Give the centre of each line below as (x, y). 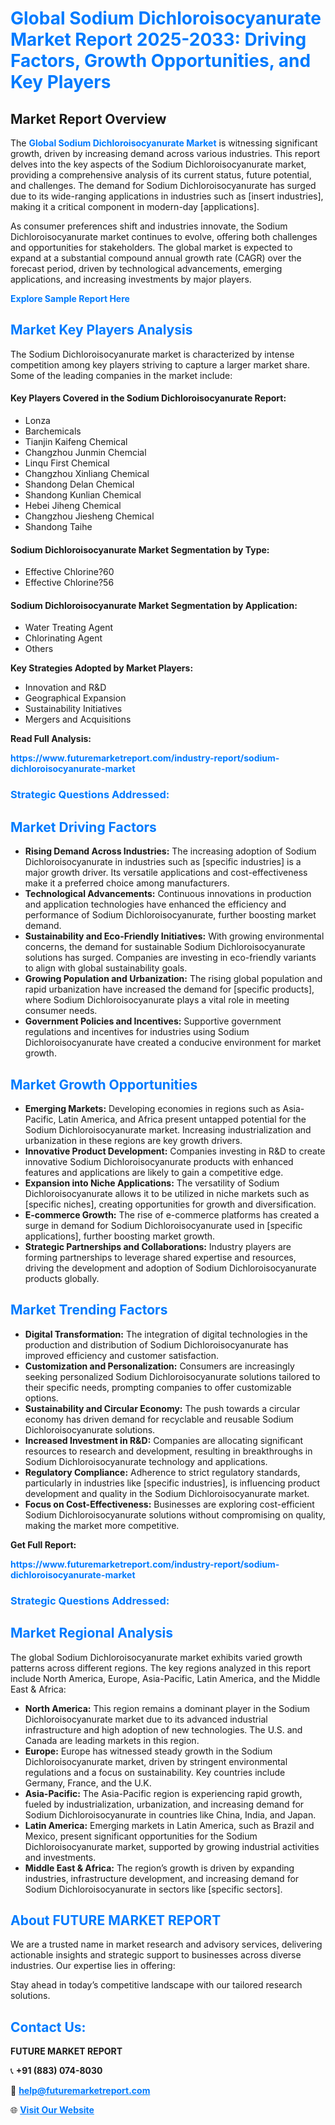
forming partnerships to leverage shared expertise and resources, (160, 1257)
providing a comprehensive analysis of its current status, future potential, (161, 175)
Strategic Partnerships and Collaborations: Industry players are (158, 1246)
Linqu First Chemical (67, 463)
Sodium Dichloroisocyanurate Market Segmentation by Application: (154, 605)
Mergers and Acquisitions (78, 719)
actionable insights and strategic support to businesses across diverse (156, 1955)
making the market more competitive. (102, 1525)
